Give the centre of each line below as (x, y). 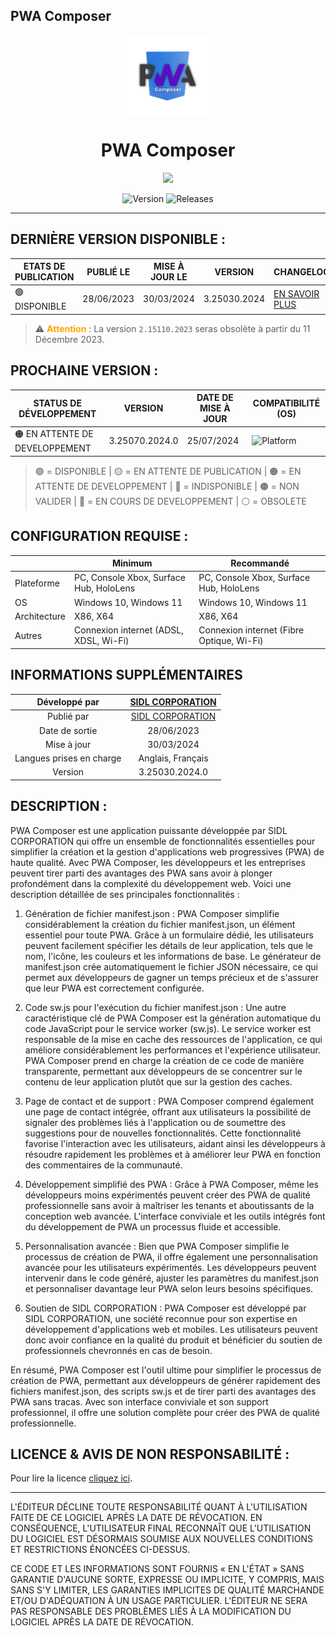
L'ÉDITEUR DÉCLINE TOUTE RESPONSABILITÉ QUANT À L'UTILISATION (159, 1507)
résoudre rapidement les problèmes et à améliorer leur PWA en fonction (172, 1154)
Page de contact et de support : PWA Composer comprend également (169, 1101)
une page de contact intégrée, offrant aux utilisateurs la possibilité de (168, 1111)
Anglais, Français (173, 758)
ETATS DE (44, 266)
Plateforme (37, 583)
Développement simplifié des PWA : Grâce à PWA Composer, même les (172, 1184)
